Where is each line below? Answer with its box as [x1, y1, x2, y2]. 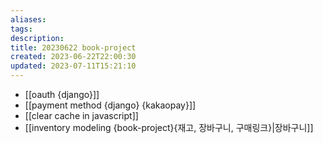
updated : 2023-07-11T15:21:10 [10, 61, 137, 71]
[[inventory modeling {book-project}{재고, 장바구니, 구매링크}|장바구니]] [24, 122, 314, 133]
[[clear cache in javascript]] [24, 110, 139, 121]
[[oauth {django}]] [24, 89, 100, 100]
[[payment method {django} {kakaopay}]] [24, 99, 197, 111]
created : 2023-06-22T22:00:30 [10, 52, 137, 62]
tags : [10, 24, 33, 34]
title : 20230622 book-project [10, 42, 137, 53]
